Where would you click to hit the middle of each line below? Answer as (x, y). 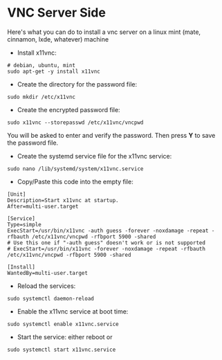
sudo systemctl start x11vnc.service (62, 350)
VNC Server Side (56, 13)
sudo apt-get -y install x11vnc (54, 71)
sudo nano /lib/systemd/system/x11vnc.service (75, 169)
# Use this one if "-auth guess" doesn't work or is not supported (107, 243)
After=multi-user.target (43, 206)
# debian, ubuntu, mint (41, 65)
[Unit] (17, 194)
